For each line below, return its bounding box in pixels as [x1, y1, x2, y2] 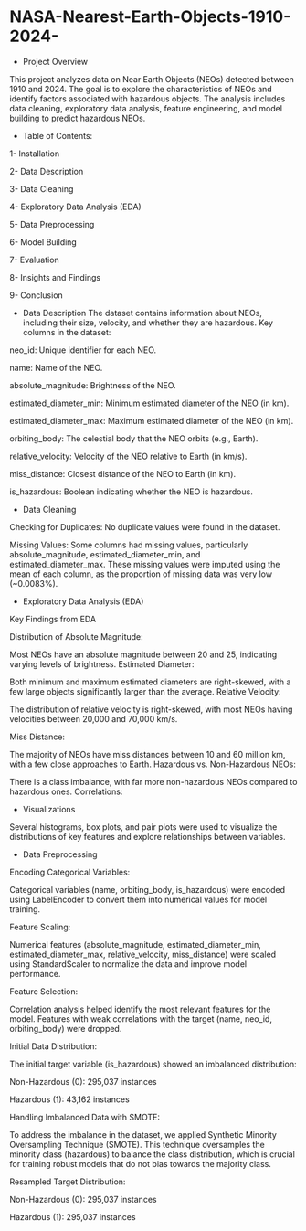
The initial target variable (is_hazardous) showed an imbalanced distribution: [9, 1058, 297, 1069]
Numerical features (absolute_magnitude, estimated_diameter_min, [9, 939, 262, 950]
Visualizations [22, 803, 76, 814]
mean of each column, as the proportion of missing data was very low [9, 568, 272, 579]
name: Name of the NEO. [9, 362, 103, 373]
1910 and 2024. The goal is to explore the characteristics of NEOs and [9, 83, 272, 94]
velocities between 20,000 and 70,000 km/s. [9, 713, 178, 724]
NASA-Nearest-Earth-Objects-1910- [9, 6, 291, 27]
